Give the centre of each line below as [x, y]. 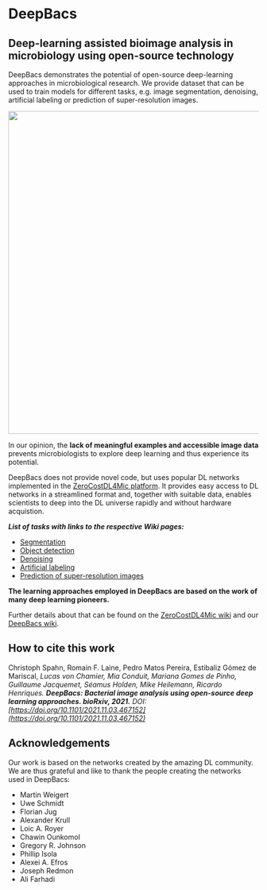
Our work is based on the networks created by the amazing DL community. [131, 762]
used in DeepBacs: [39, 779]
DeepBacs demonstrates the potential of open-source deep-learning [121, 75]
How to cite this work [62, 648]
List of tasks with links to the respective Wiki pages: [96, 526]
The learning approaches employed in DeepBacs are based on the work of [133, 591]
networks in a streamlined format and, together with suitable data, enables [130, 494]
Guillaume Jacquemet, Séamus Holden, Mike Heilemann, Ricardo [115, 684]
